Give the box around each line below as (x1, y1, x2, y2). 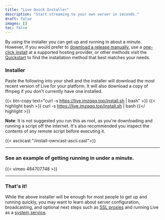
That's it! (5, 183, 27, 190)
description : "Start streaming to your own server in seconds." (5, 12, 139, 17)
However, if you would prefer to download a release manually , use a (5, 44, 142, 50)
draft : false (5, 16, 32, 21)
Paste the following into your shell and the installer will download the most (5, 78, 155, 84)
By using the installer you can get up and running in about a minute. (5, 39, 142, 45)
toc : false (5, 26, 27, 30)
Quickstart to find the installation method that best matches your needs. (5, 55, 151, 60)
